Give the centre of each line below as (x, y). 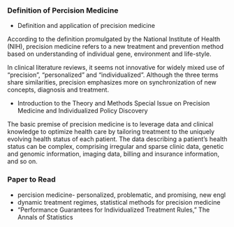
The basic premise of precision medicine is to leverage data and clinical (110, 124)
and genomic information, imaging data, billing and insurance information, (114, 154)
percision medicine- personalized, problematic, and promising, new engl (121, 195)
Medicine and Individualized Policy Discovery (82, 111)
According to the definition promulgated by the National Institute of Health (114, 39)
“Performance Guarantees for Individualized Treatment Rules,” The (114, 210)
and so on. (23, 161)
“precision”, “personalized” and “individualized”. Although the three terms (113, 75)
